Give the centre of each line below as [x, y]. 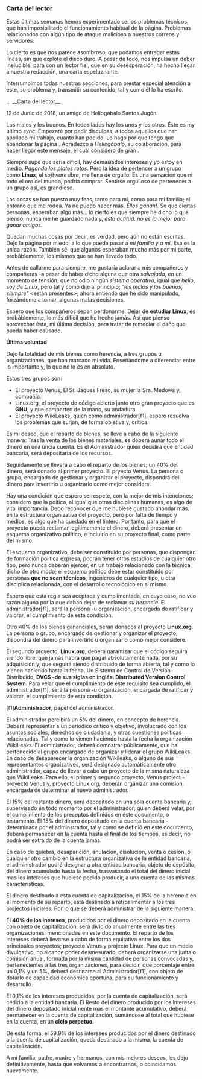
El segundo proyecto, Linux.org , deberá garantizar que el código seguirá [97, 651]
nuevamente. [23, 1071]
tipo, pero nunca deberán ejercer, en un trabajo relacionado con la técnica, [99, 565]
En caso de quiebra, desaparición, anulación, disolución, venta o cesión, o [99, 852]
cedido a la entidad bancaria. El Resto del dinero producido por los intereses [101, 1002]
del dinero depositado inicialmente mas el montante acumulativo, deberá [96, 1009]
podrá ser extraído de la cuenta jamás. [54, 840]
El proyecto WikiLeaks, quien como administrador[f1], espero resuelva [102, 416]
